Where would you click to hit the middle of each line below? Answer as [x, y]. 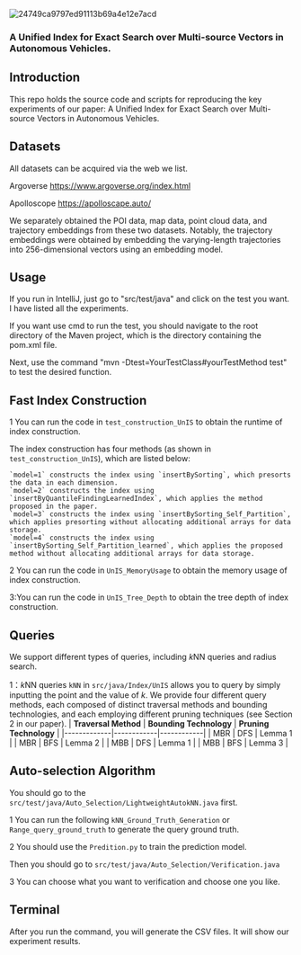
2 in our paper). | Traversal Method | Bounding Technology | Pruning [139, 723]
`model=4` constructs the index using [82, 538]
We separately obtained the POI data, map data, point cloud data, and [138, 220]
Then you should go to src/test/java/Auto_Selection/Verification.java [145, 864]
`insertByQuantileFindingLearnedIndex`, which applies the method [136, 499]
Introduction [45, 78]
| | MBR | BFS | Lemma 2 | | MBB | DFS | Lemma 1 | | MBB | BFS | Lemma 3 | [149, 743]
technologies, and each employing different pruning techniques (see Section [151, 714]
